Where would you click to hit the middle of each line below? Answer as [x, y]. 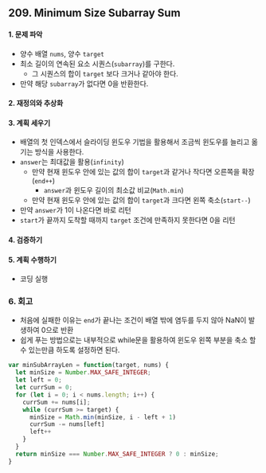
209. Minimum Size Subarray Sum [94, 13]
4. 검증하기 [25, 240]
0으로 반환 [57, 330]
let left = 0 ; [39, 380]
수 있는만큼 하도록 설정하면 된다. [70, 350]
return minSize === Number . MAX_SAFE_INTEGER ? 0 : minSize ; [117, 454]
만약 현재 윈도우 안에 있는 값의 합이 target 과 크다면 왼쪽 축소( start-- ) [141, 200]
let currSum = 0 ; [44, 388]
